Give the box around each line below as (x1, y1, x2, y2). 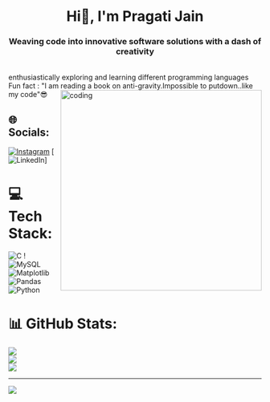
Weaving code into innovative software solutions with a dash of (8, 36, 262, 47)
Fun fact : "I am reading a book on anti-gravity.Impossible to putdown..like (8, 81, 253, 91)
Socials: (8, 125, 50, 139)
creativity (115, 46, 155, 57)
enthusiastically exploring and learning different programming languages (8, 72, 249, 83)
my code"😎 (8, 90, 48, 99)
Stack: (8, 225, 53, 243)
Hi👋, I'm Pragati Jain (66, 7, 204, 26)
